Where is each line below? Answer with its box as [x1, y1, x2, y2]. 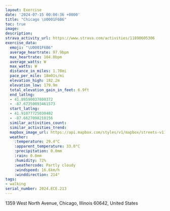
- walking [5, 182, 26, 187]
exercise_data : [5, 40, 37, 46]
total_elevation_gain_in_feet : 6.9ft [10, 87, 90, 93]
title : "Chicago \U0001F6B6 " [5, 17, 67, 22]
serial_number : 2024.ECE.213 [5, 186, 67, 191]
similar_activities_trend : [10, 125, 67, 130]
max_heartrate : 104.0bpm [10, 54, 62, 60]
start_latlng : [10, 106, 39, 111]
